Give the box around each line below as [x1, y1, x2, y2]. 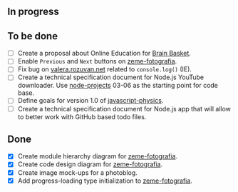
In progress [7, 6, 59, 18]
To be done [7, 30, 58, 42]
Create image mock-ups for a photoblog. [17, 168, 138, 177]
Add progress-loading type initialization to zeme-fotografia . [17, 176, 192, 185]
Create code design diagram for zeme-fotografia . [17, 160, 163, 168]
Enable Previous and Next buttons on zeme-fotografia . [17, 57, 177, 66]
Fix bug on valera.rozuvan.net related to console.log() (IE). [17, 65, 192, 74]
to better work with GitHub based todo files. [17, 112, 147, 121]
